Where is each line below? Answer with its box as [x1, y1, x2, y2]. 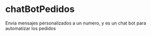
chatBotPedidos [5, 3, 75, 15]
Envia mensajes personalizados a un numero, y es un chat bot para [5, 20, 146, 26]
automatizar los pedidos [5, 25, 56, 31]
